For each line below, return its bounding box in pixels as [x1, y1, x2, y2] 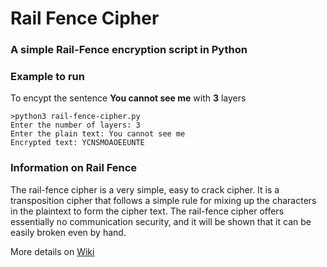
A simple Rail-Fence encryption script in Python [10, 43, 248, 57]
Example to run [10, 70, 85, 84]
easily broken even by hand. [10, 226, 127, 238]
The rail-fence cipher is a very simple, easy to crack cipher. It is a [10, 183, 280, 196]
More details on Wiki [10, 245, 95, 257]
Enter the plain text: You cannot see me [10, 129, 186, 139]
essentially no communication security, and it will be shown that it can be [10, 215, 312, 227]
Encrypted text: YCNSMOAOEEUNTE [10, 138, 145, 148]
